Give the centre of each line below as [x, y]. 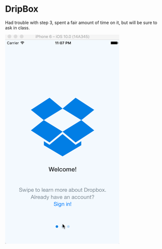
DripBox [22, 9]
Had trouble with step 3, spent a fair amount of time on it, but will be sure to [81, 23]
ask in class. [18, 27]
